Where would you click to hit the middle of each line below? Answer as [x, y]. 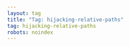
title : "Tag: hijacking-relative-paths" [66, 20]
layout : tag [24, 13]
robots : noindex [30, 32]
